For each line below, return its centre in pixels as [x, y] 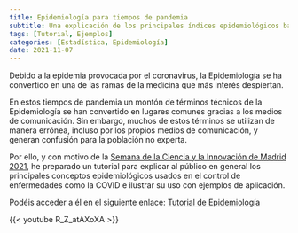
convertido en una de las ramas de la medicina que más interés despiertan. [146, 85]
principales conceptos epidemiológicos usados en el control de [125, 176]
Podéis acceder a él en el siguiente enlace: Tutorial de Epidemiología [135, 202]
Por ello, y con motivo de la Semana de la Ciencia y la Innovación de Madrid [148, 157]
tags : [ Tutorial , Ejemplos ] [61, 34]
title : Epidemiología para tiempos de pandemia [99, 17]
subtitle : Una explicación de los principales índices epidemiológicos [144, 26]
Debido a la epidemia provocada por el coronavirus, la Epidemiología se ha [145, 75]
